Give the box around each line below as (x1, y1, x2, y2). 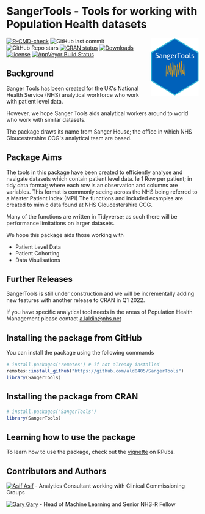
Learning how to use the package (6, 432, 136, 442)
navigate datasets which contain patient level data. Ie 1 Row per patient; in (6, 175, 192, 182)
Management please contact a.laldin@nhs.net (6, 315, 122, 322)
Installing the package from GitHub (6, 333, 142, 343)
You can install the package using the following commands (6, 349, 154, 357)
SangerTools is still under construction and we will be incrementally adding (6, 290, 194, 298)
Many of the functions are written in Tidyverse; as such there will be (6, 213, 178, 220)
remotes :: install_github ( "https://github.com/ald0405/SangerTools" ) (6, 368, 184, 374)
